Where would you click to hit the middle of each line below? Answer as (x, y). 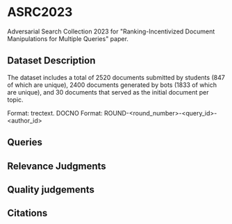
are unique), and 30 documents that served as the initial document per (108, 92)
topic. (15, 99)
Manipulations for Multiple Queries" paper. (68, 38)
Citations (27, 213)
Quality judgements (51, 190)
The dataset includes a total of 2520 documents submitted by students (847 (116, 77)
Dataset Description (51, 61)
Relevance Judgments (57, 166)
